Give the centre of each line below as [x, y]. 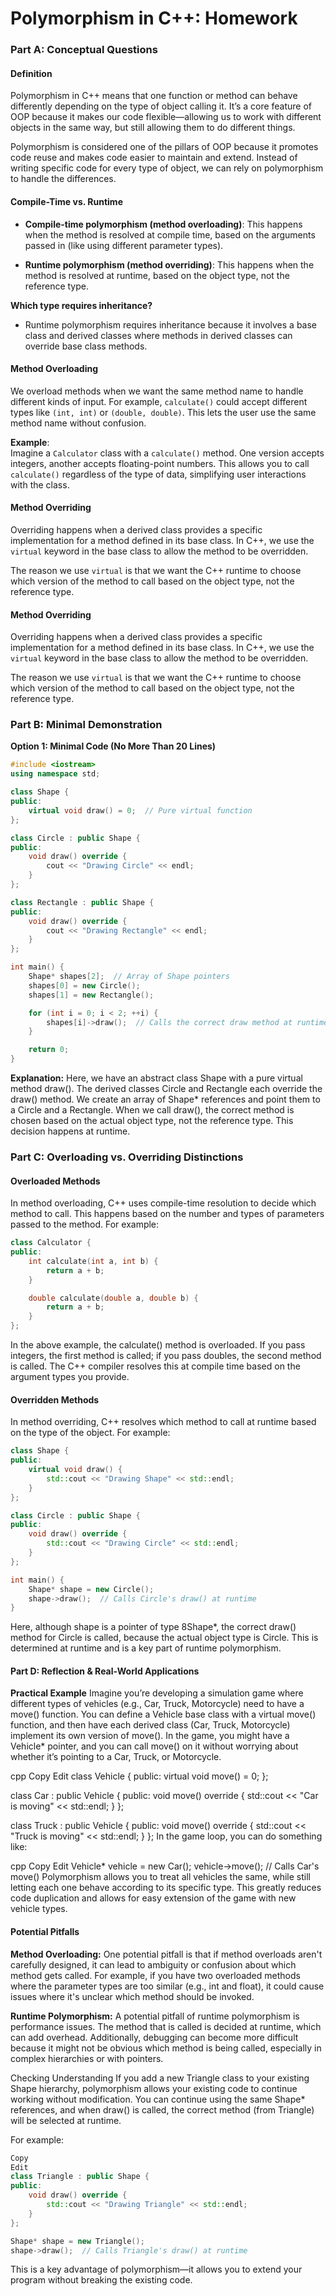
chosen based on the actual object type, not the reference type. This [152, 1121]
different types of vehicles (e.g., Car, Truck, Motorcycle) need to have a [157, 1704]
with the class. [40, 484]
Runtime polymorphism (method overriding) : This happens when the [169, 264]
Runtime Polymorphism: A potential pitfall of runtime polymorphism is [155, 2016]
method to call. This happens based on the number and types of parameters [167, 1214]
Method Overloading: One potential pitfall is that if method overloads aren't [166, 1954]
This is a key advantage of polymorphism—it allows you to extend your [156, 2269]
